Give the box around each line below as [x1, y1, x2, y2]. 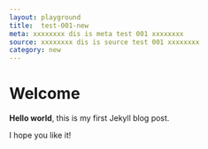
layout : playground [9, 12, 81, 22]
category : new [9, 46, 62, 55]
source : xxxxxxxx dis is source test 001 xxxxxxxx [9, 37, 200, 47]
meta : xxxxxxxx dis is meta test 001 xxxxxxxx [9, 29, 184, 38]
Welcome [9, 84, 81, 104]
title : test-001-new [9, 21, 89, 30]
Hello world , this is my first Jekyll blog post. [9, 113, 170, 123]
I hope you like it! [9, 130, 72, 141]
